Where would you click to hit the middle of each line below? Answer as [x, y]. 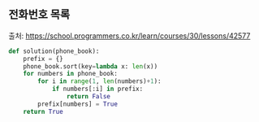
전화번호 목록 [39, 15]
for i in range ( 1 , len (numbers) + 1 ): [99, 81]
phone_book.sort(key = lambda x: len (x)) [91, 66]
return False [88, 97]
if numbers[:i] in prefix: [97, 89]
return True [43, 111]
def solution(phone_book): [54, 51]
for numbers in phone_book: [70, 74]
